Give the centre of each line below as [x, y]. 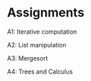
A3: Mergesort [27, 58]
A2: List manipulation [37, 45]
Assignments [46, 13]
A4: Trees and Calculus [40, 71]
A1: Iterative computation [42, 32]
